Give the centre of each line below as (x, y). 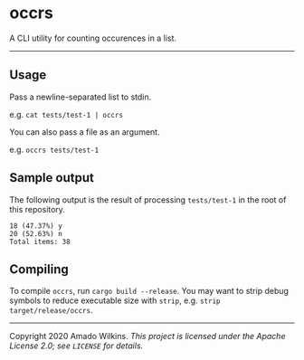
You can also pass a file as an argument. (85, 132)
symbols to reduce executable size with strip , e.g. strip (115, 300)
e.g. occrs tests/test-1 (54, 149)
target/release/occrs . (51, 310)
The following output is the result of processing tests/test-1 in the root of (148, 199)
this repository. (38, 209)
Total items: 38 (40, 242)
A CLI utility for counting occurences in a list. (93, 38)
